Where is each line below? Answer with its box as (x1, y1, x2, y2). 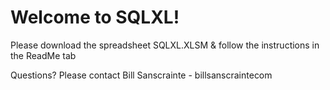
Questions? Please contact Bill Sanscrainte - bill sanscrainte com (10, 69, 273, 81)
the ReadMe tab (10, 49, 77, 61)
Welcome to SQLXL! (10, 6, 180, 29)
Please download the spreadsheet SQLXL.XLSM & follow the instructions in (10, 39, 320, 51)
